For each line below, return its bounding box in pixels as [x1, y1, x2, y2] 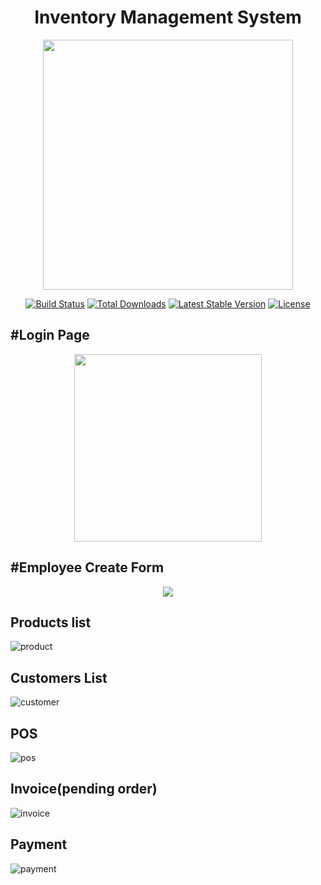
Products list [10, 614, 92, 631]
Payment [10, 836, 68, 853]
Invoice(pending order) [10, 781, 158, 798]
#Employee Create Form [10, 559, 165, 576]
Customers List [10, 669, 108, 686]
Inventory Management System [34, 6, 302, 29]
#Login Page [10, 327, 90, 344]
